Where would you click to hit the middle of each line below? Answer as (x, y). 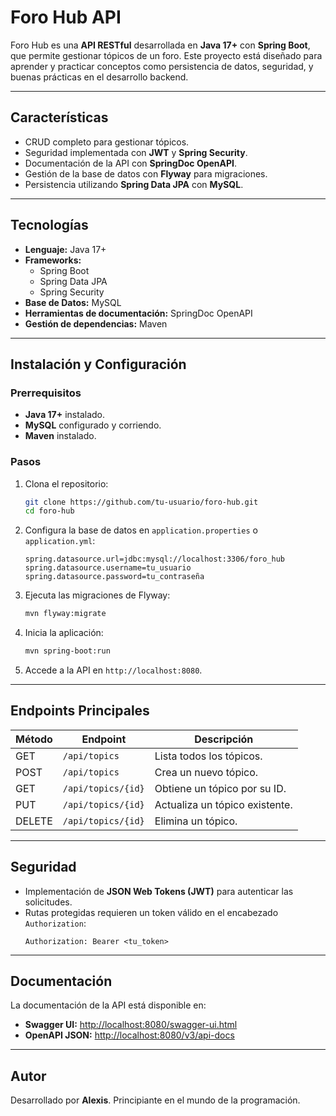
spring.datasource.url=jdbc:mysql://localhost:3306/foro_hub (155, 559)
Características (59, 117)
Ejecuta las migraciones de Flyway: (97, 595)
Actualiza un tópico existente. (223, 804)
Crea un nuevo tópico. (206, 772)
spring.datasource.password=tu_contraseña (114, 577)
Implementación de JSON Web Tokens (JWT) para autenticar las (159, 891)
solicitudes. (48, 902)
